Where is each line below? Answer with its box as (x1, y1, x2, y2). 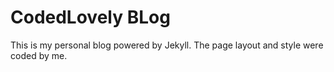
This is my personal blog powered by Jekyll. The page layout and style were (10, 39, 324, 51)
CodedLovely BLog (10, 6, 171, 29)
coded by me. (10, 49, 68, 61)
